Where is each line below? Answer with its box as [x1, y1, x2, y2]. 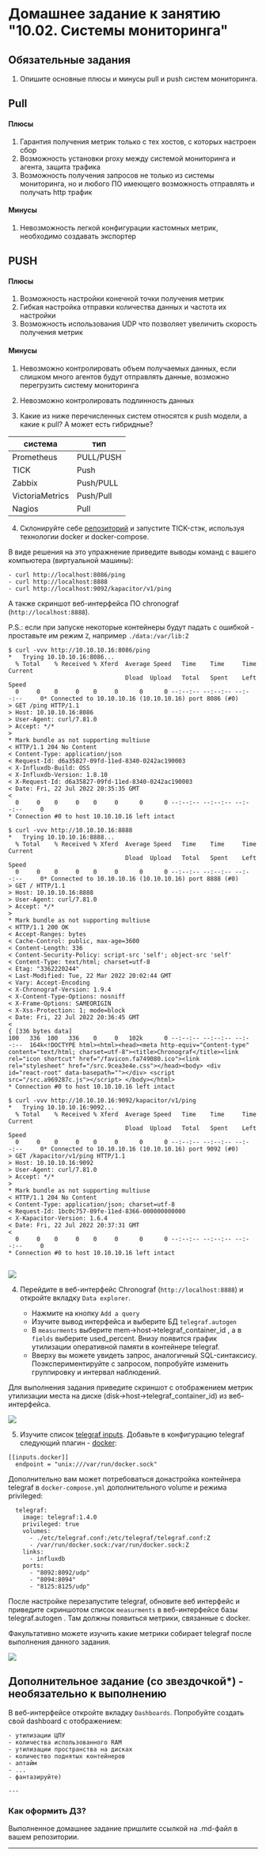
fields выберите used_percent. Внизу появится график [31, 1334, 218, 1343]
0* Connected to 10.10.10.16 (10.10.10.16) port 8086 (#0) [40, 694, 239, 702]
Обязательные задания [8, 53, 131, 67]
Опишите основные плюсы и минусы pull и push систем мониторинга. [19, 74, 258, 83]
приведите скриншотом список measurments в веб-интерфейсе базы [8, 1604, 238, 1614]
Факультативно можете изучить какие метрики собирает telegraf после [8, 1628, 252, 1638]
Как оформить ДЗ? [8, 1806, 87, 1817]
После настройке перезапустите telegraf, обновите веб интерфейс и [8, 1596, 240, 1606]
